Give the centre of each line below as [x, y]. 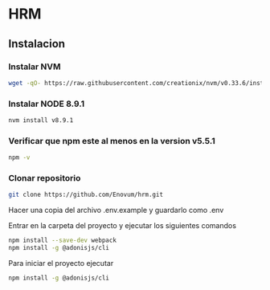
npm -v [19, 157]
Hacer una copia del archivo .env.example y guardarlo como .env [116, 210]
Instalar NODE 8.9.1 [47, 104]
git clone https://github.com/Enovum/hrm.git [86, 195]
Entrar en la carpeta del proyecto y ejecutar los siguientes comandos [123, 226]
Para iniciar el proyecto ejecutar [61, 263]
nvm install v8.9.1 [41, 120]
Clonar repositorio [45, 178]
